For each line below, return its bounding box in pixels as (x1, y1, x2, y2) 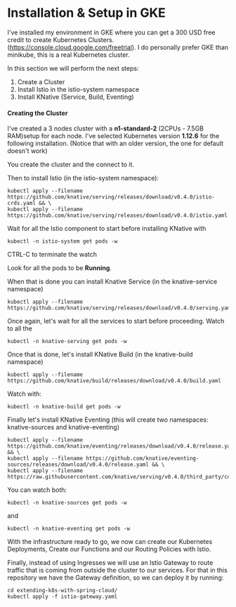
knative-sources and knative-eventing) (7, 423, 120, 432)
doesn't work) (7, 147, 48, 155)
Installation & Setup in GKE (7, 5, 166, 21)
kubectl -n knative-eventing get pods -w (7, 525, 131, 533)
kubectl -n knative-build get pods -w (7, 403, 121, 411)
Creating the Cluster (7, 109, 68, 117)
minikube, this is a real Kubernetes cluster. (7, 51, 130, 59)
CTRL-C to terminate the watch (7, 251, 97, 259)
